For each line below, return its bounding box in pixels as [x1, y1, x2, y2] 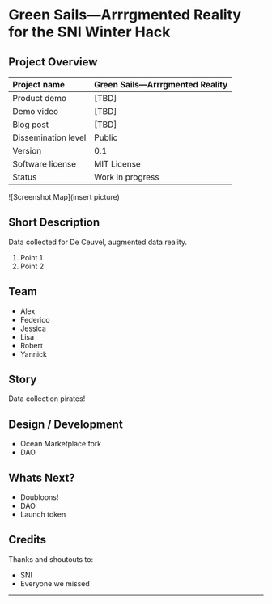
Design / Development [8, 417, 123, 431]
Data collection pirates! [8, 394, 86, 403]
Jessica [19, 323, 47, 333]
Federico [19, 315, 50, 324]
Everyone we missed [19, 578, 91, 588]
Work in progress [94, 171, 159, 183]
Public [94, 132, 118, 143]
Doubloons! [19, 492, 59, 502]
